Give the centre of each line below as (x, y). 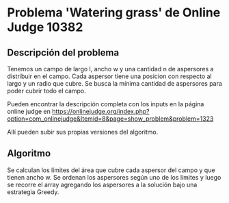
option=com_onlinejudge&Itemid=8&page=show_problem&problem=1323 (110, 119)
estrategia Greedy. (33, 192)
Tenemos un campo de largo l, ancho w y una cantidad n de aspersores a (110, 69)
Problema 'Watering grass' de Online (114, 13)
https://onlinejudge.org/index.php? (101, 111)
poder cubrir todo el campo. (47, 91)
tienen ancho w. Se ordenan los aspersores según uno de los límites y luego (114, 177)
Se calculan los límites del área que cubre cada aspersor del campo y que (111, 170)
